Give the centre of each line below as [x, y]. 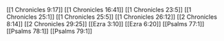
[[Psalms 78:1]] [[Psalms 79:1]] [49, 31]
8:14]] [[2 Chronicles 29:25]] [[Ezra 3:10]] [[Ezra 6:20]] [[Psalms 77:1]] [105, 24]
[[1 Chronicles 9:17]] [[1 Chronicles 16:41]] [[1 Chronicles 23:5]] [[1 [99, 10]
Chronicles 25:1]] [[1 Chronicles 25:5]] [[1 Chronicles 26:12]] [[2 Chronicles [112, 17]
